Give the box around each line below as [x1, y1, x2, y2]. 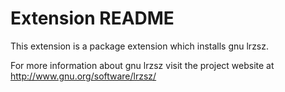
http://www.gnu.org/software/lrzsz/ [10, 70, 157, 82]
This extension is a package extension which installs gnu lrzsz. [10, 40, 270, 52]
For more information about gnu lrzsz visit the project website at [10, 59, 275, 71]
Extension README [10, 7, 175, 30]
